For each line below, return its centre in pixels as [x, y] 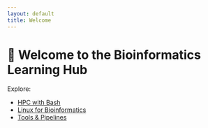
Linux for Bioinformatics [52, 110]
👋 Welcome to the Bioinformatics [104, 55]
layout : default [31, 14]
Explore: [19, 89]
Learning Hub [47, 70]
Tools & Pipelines [42, 118]
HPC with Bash [39, 103]
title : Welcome [29, 20]
